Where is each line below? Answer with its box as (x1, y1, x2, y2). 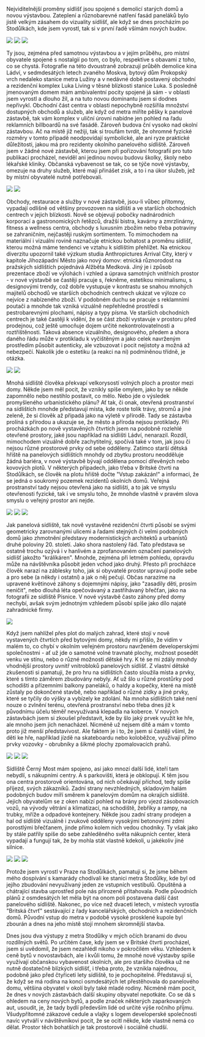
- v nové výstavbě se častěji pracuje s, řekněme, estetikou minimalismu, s (6, 276, 192, 283)
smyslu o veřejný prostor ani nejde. (6, 497, 95, 504)
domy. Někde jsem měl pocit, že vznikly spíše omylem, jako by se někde (6, 386, 188, 393)
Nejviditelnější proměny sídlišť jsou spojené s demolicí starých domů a (6, 6, 184, 12)
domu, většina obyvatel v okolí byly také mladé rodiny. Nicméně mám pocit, (6, 984, 196, 992)
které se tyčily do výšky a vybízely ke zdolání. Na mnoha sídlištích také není (6, 695, 198, 702)
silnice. (6, 843, 24, 850)
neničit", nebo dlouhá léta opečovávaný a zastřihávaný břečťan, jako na (6, 587, 187, 593)
